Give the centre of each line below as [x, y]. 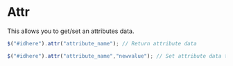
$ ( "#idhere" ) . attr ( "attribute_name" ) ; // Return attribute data [102, 43]
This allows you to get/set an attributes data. [71, 31]
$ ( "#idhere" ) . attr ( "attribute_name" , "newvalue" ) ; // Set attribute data [114, 56]
